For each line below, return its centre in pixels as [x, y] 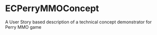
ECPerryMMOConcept [52, 9]
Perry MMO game [23, 27]
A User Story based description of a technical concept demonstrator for [78, 22]
